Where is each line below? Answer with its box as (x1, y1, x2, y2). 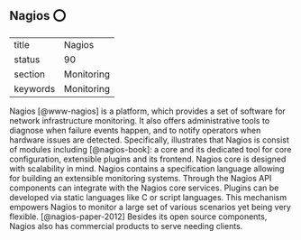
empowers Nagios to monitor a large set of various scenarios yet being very (9, 201, 291, 212)
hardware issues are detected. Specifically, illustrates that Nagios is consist (9, 134, 290, 145)
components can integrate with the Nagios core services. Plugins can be (9, 182, 279, 193)
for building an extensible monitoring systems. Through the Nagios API (9, 172, 272, 183)
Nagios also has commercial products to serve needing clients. (9, 220, 243, 231)
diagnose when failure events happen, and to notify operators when (9, 125, 261, 135)
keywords (14, 82, 56, 95)
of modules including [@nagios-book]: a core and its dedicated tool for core (9, 143, 292, 154)
